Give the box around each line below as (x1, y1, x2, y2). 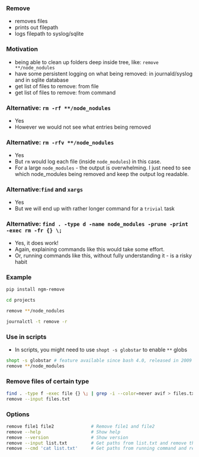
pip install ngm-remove (6, 286, 65, 293)
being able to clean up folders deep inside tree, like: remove (14, 58, 159, 66)
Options (6, 410, 30, 418)
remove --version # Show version (6, 434, 129, 440)
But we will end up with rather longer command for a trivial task (14, 205, 175, 212)
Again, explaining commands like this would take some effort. (14, 245, 165, 253)
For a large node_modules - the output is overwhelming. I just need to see (14, 164, 191, 171)
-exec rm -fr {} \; (6, 227, 62, 234)
